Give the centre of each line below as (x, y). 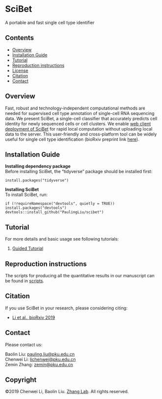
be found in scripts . (25, 281)
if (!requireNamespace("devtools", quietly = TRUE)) (60, 204)
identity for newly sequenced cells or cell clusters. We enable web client (78, 124)
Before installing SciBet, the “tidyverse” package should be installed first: (79, 172)
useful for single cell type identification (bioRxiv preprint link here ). (72, 139)
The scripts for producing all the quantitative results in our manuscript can (80, 276)
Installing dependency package (38, 166)
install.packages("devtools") (36, 208)
